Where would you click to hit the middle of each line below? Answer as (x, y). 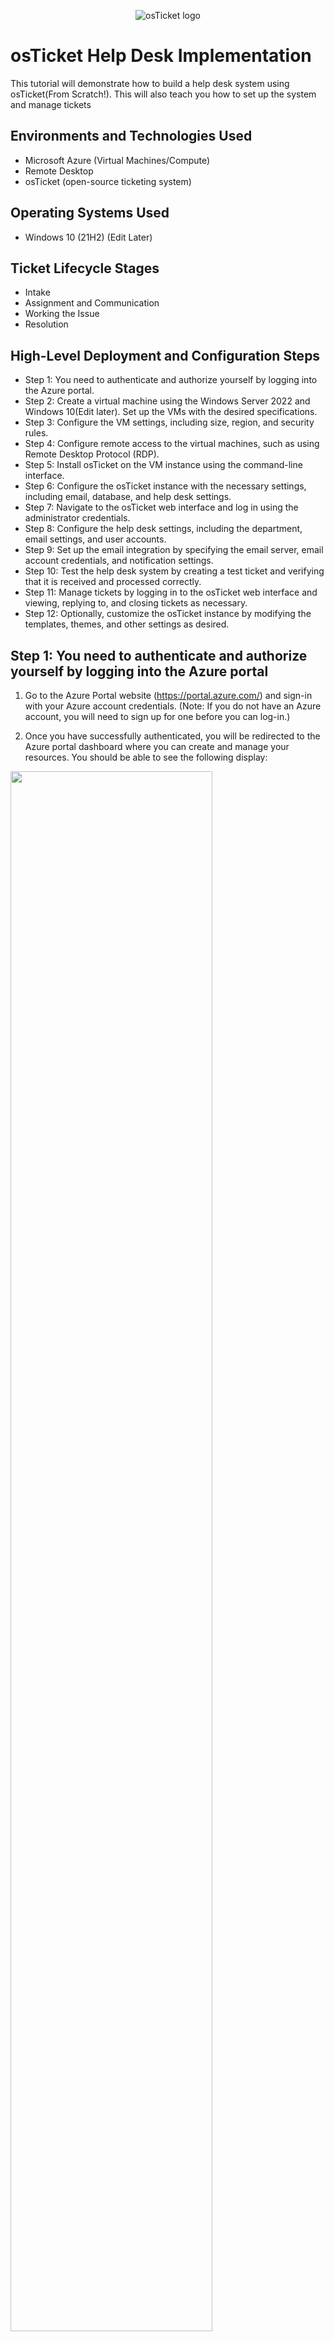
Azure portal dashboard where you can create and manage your (157, 746)
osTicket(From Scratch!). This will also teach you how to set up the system (163, 94)
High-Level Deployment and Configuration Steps (165, 355)
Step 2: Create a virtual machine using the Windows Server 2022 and (167, 401)
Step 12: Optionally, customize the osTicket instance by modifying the (168, 614)
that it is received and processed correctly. (113, 582)
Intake (37, 292)
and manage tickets (51, 104)
